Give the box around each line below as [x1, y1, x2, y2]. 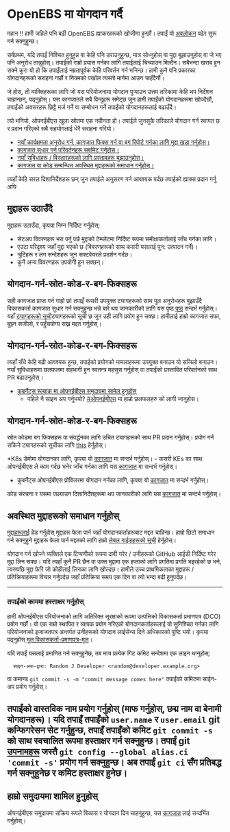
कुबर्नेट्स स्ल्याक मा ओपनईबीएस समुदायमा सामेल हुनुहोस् [16, 387, 137, 395]
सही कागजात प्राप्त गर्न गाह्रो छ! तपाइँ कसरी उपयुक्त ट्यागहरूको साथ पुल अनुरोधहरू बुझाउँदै [7, 296, 202, 304]
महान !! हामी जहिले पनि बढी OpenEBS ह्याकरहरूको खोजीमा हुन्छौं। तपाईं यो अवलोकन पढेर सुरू [7, 29, 217, 37]
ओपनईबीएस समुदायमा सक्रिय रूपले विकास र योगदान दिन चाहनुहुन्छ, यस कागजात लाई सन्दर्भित [7, 809, 210, 817]
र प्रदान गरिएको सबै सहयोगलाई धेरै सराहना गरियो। [7, 124, 116, 132]
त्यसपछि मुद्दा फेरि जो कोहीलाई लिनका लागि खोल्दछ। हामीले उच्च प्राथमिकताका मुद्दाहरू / [7, 565, 194, 573]
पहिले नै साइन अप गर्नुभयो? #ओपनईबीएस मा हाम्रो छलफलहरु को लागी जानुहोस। [27, 395, 200, 403]
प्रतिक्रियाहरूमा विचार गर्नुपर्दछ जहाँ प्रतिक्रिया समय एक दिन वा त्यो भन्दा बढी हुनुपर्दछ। [7, 573, 187, 581]
